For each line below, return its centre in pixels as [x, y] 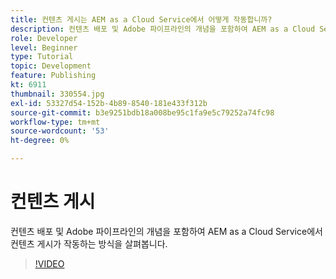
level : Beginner [44, 47]
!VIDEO [49, 263]
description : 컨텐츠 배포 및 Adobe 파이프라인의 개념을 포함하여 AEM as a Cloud [163, 29]
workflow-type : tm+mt [55, 122]
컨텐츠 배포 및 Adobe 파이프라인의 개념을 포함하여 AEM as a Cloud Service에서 [166, 231]
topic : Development [51, 66]
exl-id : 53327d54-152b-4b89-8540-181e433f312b [109, 103]
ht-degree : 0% [40, 141]
